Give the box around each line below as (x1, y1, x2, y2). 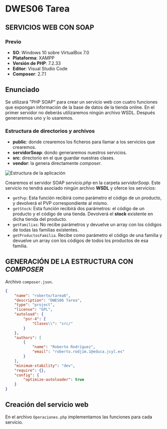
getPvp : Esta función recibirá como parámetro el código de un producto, (12, 195, 162, 201)
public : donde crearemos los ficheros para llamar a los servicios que (12, 139, 155, 145)
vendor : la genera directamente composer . (12, 160, 102, 166)
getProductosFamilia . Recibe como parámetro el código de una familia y (12, 232, 162, 238)
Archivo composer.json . (5, 279, 53, 285)
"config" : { (14, 373, 39, 378)
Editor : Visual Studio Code (12, 65, 68, 71)
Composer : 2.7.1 (12, 71, 46, 77)
